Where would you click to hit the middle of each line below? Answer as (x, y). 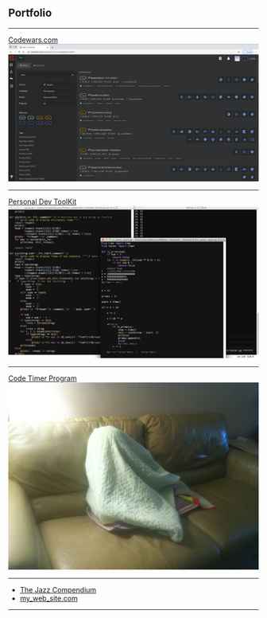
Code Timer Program (43, 378)
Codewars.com (33, 40)
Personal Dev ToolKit (43, 201)
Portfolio (30, 13)
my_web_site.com (48, 598)
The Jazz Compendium (58, 590)
